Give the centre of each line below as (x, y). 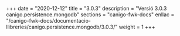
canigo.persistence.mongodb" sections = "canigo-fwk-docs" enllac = (90, 15)
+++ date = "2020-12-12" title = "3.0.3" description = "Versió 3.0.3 (86, 8)
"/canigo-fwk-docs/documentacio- (49, 21)
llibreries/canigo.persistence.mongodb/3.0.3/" (62, 27)
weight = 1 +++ (137, 27)
